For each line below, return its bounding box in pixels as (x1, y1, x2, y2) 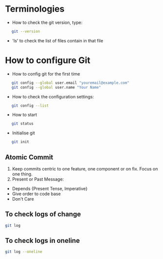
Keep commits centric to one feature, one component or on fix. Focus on (12, 166, 158, 171)
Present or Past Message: (12, 176, 64, 182)
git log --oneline (5, 249, 42, 254)
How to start (12, 112, 37, 118)
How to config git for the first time (12, 71, 80, 76)
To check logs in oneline (5, 237, 80, 245)
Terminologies (5, 3, 65, 15)
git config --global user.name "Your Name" (11, 85, 101, 90)
